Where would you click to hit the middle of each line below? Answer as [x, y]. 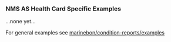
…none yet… [21, 22]
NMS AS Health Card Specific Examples [63, 9]
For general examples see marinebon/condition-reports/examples [85, 33]
